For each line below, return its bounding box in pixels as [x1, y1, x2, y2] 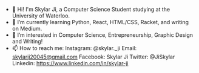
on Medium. [12, 25, 42, 32]
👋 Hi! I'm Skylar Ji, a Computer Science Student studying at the [12, 6, 170, 13]
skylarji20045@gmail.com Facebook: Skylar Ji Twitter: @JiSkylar [12, 53, 175, 60]
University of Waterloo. [12, 12, 70, 19]
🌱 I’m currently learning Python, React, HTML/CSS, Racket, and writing [12, 19, 189, 25]
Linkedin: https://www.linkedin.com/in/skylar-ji [12, 60, 129, 66]
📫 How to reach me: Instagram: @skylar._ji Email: [12, 45, 137, 51]
